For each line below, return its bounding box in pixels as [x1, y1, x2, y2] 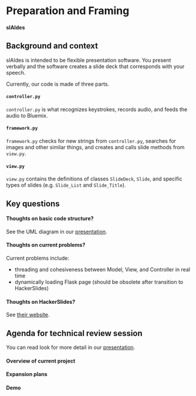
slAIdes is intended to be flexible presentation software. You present [6, 56, 171, 63]
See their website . [6, 311, 50, 318]
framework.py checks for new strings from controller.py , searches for [6, 137, 176, 145]
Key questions [6, 199, 60, 209]
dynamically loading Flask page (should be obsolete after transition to [14, 278, 184, 286]
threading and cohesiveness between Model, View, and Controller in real [14, 266, 191, 273]
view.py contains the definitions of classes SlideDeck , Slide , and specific [6, 175, 183, 183]
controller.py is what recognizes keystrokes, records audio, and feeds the [6, 106, 188, 113]
